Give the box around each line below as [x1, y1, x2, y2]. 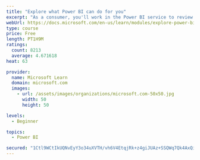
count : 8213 [11, 47, 42, 53]
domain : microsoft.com [11, 80, 68, 86]
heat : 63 [6, 58, 28, 64]
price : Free [6, 31, 36, 37]
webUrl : [6, 20, 26, 25]
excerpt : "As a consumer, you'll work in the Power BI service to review [6, 14, 193, 20]
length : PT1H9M [6, 36, 44, 42]
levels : [6, 113, 26, 119]
